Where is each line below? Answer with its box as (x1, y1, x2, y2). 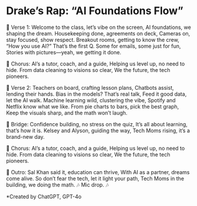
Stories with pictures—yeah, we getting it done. (6, 48, 122, 55)
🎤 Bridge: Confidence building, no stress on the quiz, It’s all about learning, (6, 120, 188, 127)
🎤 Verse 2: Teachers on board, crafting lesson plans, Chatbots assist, (6, 84, 174, 91)
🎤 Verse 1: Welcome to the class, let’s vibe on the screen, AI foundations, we (6, 24, 192, 31)
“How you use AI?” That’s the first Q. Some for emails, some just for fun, (6, 42, 181, 50)
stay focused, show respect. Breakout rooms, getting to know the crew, (6, 36, 180, 43)
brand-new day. (6, 133, 45, 140)
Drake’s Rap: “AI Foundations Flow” (6, 4, 184, 18)
